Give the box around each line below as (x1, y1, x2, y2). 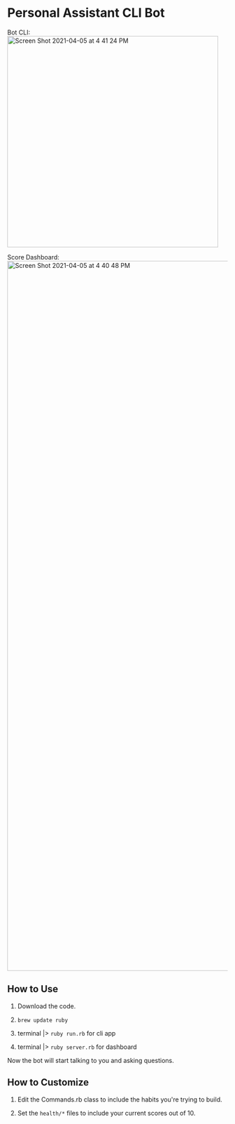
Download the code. (17, 1001, 76, 1010)
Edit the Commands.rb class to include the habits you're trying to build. (17, 1095, 222, 1104)
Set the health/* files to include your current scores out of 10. (17, 1109, 196, 1117)
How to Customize (7, 1076, 90, 1088)
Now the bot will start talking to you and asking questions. (7, 1056, 174, 1064)
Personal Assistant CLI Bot (7, 5, 165, 21)
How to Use (7, 983, 59, 995)
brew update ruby (17, 1017, 69, 1024)
